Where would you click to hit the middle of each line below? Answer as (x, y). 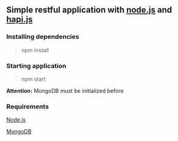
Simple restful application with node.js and (89, 10)
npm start (33, 79)
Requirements (28, 106)
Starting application (36, 66)
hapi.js (20, 20)
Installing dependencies (43, 37)
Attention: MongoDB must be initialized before (65, 91)
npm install (35, 50)
